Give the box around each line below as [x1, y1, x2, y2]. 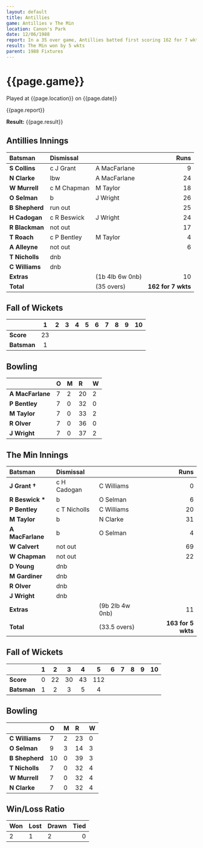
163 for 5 [166, 619, 194, 627]
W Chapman [9, 552, 46, 560]
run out [50, 203, 71, 212]
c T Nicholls [56, 505, 90, 513]
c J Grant [50, 164, 77, 172]
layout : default [6, 8, 47, 15]
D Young [9, 562, 34, 570]
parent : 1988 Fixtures [6, 49, 63, 55]
